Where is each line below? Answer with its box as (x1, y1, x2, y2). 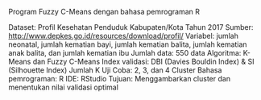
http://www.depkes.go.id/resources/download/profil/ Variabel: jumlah (8, 31, 239, 40)
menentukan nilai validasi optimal (8, 82, 119, 92)
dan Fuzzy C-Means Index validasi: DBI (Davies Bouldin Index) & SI (32, 56, 255, 66)
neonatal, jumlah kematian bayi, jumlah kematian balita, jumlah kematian (8, 40, 247, 49)
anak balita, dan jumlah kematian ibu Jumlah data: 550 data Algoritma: (8, 48, 242, 57)
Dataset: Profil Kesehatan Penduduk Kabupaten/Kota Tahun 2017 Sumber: (8, 23, 254, 31)
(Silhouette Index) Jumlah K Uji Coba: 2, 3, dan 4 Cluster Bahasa (8, 65, 222, 75)
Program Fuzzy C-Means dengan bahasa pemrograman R (8, 7, 200, 16)
